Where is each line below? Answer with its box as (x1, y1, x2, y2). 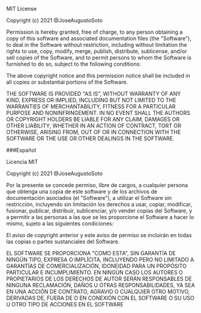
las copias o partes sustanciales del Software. (6, 238, 120, 245)
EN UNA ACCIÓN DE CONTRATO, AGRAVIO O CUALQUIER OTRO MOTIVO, (6, 288, 190, 295)
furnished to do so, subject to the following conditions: (6, 60, 141, 67)
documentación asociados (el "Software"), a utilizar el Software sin (6, 194, 172, 201)
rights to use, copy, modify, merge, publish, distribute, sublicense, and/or (6, 48, 187, 55)
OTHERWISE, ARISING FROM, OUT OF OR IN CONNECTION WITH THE (6, 129, 181, 135)
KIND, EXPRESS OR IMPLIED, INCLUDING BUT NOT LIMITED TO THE (6, 96, 176, 104)
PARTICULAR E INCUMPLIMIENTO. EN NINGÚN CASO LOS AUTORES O (6, 269, 183, 276)
